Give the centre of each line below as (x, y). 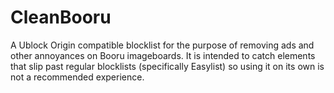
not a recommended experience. (77, 77)
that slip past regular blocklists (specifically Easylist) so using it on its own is (167, 66)
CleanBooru (61, 17)
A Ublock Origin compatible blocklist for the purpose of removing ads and (162, 45)
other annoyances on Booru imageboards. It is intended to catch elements (163, 55)
